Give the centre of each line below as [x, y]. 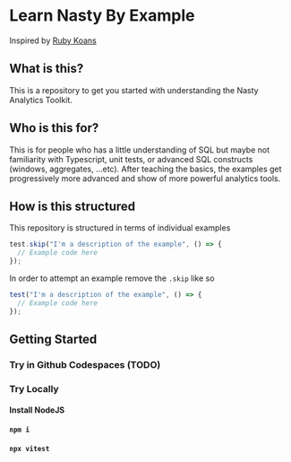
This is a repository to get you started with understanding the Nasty [134, 90]
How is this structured [73, 206]
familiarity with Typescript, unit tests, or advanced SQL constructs [131, 159]
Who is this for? [54, 128]
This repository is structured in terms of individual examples [120, 228]
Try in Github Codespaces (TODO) [85, 364]
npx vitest [30, 449]
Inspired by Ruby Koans [53, 40]
